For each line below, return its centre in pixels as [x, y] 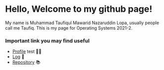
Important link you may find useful [48, 40]
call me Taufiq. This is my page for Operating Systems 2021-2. [69, 28]
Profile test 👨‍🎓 [27, 52]
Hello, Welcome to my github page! [79, 9]
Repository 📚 [26, 62]
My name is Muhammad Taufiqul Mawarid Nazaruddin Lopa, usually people [82, 23]
